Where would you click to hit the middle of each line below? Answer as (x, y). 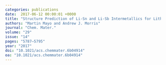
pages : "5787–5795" (25, 42)
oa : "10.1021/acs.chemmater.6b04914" (44, 55)
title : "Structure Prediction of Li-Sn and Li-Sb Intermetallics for (78, 19)
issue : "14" (17, 37)
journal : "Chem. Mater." (31, 28)
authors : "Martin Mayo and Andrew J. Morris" (53, 23)
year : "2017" (19, 46)
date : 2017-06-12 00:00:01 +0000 (41, 14)
